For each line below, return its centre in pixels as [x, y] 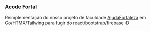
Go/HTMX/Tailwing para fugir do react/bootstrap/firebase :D [67, 23]
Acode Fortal [21, 7]
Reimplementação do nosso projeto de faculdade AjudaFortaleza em [76, 18]
